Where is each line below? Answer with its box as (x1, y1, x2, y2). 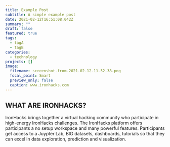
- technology (10, 54, 37, 60)
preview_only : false (10, 78, 53, 83)
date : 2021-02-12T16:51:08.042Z (5, 17, 73, 22)
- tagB (10, 45, 24, 50)
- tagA (10, 40, 24, 45)
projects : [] (5, 59, 33, 64)
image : (5, 64, 19, 69)
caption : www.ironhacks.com (10, 82, 69, 87)
